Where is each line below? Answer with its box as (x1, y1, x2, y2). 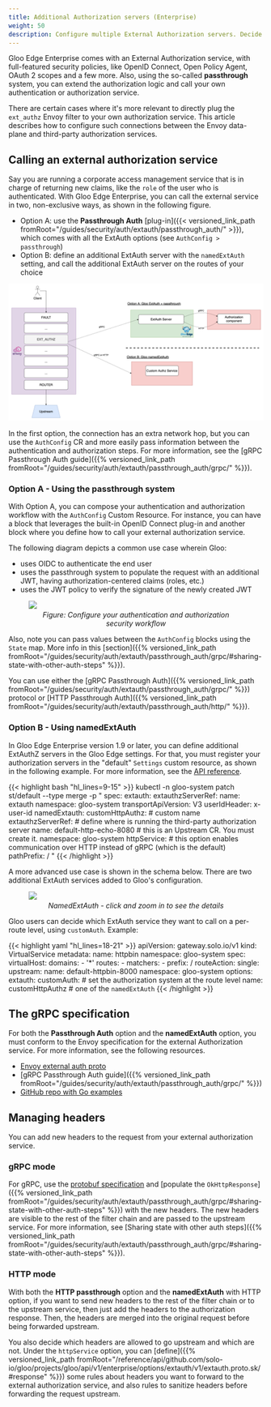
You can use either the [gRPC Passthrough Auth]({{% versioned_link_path (8, 676, 255, 686)
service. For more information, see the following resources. (8, 1046, 205, 1055)
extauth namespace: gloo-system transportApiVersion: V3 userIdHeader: (8, 799, 252, 809)
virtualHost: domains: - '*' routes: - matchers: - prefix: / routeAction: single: (8, 957, 260, 968)
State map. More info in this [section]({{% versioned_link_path (8, 643, 217, 652)
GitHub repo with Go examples (19, 1087, 123, 1097)
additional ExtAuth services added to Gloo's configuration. (8, 875, 203, 885)
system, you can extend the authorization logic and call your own (8, 79, 226, 89)
